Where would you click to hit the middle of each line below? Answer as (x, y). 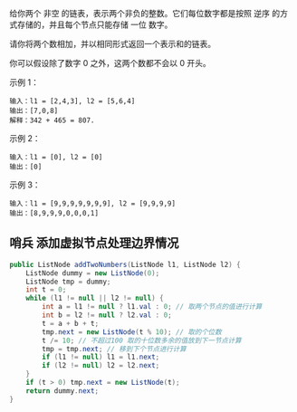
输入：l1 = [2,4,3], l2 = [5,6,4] (72, 101)
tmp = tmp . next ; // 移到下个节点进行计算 (115, 349)
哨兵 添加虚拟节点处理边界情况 (94, 243)
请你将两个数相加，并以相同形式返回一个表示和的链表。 (112, 44)
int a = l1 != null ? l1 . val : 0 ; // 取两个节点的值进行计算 (152, 307)
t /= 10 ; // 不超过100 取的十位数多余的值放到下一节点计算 (142, 340)
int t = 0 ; (46, 290)
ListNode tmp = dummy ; (68, 282)
